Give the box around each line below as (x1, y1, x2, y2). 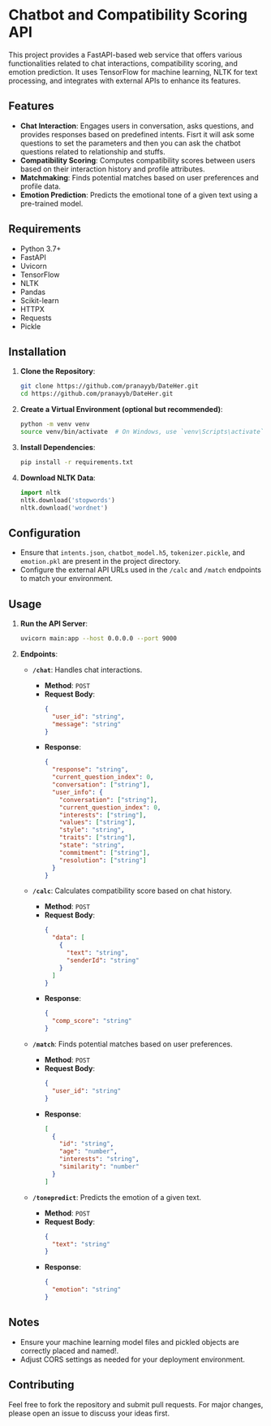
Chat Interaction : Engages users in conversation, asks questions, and (19, 120, 254, 131)
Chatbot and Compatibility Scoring (8, 6, 247, 24)
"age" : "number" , (59, 1147, 118, 1155)
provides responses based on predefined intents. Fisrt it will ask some (19, 129, 255, 139)
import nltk (19, 488, 61, 496)
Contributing (8, 1378, 75, 1392)
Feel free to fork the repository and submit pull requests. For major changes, (8, 1399, 264, 1409)
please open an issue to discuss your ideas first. (8, 1408, 170, 1418)
